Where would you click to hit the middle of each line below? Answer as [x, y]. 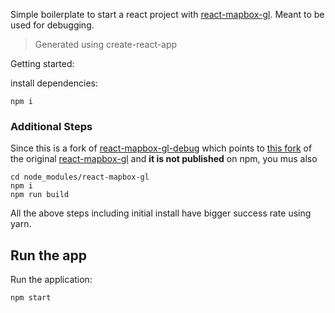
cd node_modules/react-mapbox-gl [80, 177]
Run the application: [51, 280]
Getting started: [42, 63]
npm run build [40, 195]
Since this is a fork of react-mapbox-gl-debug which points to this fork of [161, 148]
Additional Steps [51, 126]
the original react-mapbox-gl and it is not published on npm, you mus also [164, 159]
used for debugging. [52, 25]
